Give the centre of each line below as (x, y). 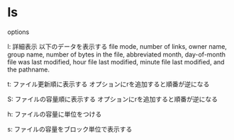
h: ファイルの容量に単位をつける (55, 114)
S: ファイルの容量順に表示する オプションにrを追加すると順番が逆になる (113, 99)
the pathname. (28, 69)
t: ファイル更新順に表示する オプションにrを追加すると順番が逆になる (108, 84)
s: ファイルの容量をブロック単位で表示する (70, 129)
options (18, 32)
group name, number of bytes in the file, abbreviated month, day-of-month (116, 54)
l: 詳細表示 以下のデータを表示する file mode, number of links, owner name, (117, 46)
